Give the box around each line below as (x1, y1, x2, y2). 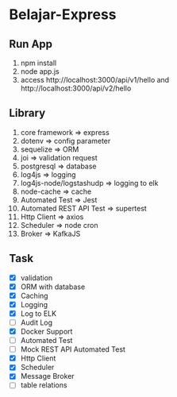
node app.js (20, 67, 60, 76)
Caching (20, 291, 48, 300)
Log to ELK (20, 308, 57, 318)
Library (9, 106, 46, 120)
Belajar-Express (9, 6, 117, 24)
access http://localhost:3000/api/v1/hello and (20, 75, 170, 84)
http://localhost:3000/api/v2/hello (20, 83, 132, 93)
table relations (20, 380, 67, 390)
